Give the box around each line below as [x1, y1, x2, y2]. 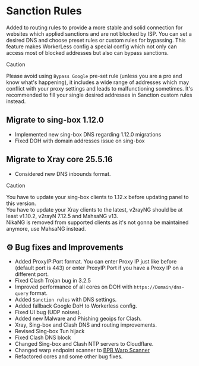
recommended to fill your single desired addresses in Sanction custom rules [6, 91, 192, 98]
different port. [14, 271, 49, 278]
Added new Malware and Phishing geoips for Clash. [14, 315, 142, 322]
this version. [6, 200, 37, 207]
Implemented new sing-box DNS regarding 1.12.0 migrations [14, 131, 162, 138]
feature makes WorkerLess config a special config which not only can [6, 43, 177, 50]
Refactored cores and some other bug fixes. [14, 353, 123, 360]
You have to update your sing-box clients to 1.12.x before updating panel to [6, 193, 189, 200]
